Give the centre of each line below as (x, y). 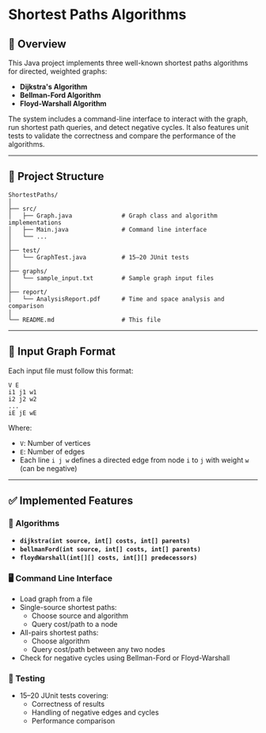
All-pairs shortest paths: (59, 632)
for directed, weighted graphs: (58, 71)
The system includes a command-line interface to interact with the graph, (128, 119)
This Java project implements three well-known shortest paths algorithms (128, 63)
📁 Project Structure (56, 177)
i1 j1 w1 (23, 392)
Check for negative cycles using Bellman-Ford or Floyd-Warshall (125, 658)
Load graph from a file (56, 599)
